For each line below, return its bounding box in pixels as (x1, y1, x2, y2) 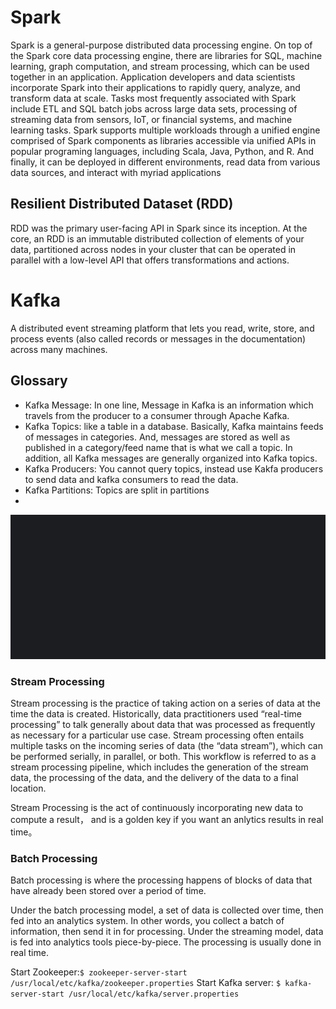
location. (10, 782, 47, 794)
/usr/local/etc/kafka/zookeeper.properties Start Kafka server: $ (10, 977, 282, 989)
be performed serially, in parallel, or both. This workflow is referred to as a (10, 750, 317, 762)
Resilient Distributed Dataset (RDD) (10, 196, 234, 213)
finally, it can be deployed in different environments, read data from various (10, 156, 321, 168)
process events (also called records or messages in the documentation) (10, 332, 307, 345)
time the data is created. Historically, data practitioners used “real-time (10, 707, 303, 720)
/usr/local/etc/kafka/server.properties (68, 989, 240, 1000)
